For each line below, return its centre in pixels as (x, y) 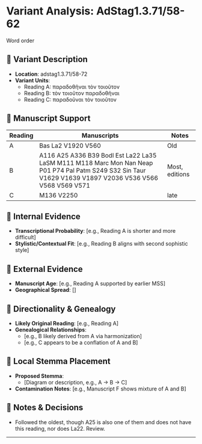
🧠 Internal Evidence (44, 216)
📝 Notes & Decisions (45, 408)
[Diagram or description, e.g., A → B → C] (75, 382)
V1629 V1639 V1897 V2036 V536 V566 (98, 177)
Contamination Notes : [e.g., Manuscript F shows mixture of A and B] (100, 389)
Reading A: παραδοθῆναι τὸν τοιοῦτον (72, 87)
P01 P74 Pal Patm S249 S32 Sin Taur (92, 170)
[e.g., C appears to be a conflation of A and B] (81, 342)
